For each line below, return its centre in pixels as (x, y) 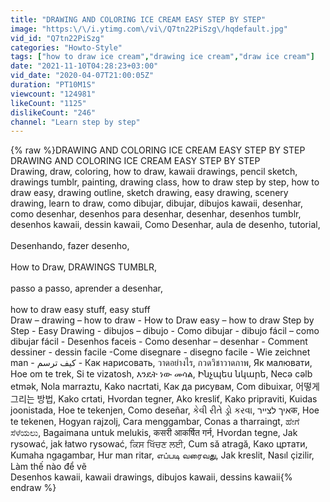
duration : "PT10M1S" (53, 85)
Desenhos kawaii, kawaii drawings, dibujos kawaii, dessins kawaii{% (151, 477)
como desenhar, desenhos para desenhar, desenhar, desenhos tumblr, (156, 214)
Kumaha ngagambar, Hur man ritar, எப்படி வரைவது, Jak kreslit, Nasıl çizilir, (162, 455)
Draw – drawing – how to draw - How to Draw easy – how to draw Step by (162, 320)
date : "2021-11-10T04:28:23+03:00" (84, 66)
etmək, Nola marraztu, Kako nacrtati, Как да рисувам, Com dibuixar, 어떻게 (165, 387)
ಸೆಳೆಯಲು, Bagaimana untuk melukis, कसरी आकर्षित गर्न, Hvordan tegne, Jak (154, 433)
